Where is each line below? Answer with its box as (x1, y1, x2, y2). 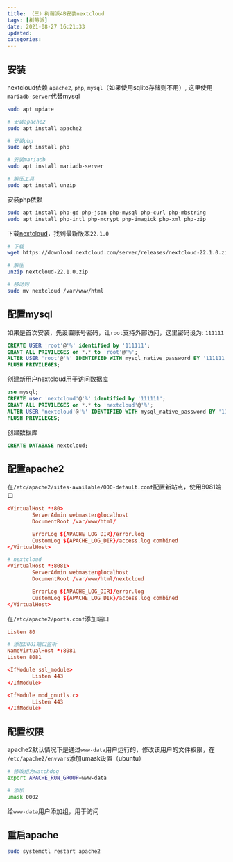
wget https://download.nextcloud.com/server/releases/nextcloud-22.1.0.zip (7, 250, 231, 257)
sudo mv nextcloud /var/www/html (7, 287, 104, 294)
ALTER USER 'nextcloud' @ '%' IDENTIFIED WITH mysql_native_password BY (7, 408, 216, 415)
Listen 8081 (7, 654, 42, 661)
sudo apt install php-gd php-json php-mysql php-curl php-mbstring (7, 209, 207, 216)
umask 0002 (7, 793, 39, 800)
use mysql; (7, 389, 39, 396)
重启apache (7, 829, 59, 841)
